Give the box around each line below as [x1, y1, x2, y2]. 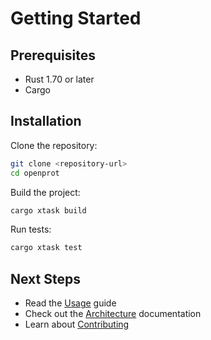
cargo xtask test [10, 243, 83, 253]
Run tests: [10, 223, 52, 236]
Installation [10, 113, 82, 130]
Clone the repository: [10, 139, 98, 151]
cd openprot [10, 168, 60, 178]
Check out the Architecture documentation [24, 308, 202, 320]
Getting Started [10, 7, 142, 30]
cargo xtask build [10, 205, 87, 216]
